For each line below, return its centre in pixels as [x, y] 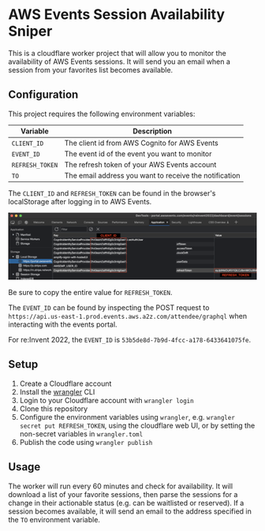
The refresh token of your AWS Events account [140, 165]
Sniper [30, 31]
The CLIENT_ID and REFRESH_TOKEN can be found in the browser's [112, 193]
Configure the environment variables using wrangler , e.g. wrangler [127, 417]
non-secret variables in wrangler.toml [81, 434]
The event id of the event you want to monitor [138, 153]
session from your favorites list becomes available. [91, 69]
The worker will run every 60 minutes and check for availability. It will [121, 486]
